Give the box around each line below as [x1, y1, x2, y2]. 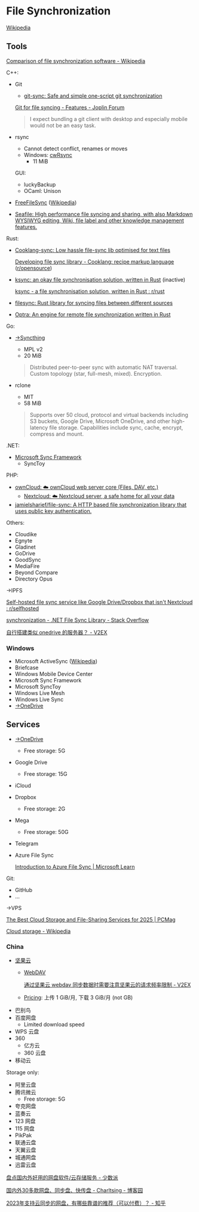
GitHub [14, 886, 33, 893]
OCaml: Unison [23, 187, 62, 194]
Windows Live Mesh [14, 690, 65, 697]
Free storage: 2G [23, 805, 66, 812]
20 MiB [23, 352, 42, 359]
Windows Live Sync [14, 696, 64, 703]
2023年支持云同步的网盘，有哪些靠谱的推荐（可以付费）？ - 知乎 [6, 1199, 166, 1207]
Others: [6, 519, 25, 526]
